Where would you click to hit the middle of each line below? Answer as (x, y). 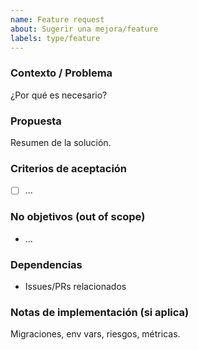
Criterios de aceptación (69, 168)
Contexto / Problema (61, 73)
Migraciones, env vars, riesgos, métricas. (95, 334)
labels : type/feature (55, 38)
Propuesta (36, 121)
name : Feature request (57, 19)
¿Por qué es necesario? (59, 95)
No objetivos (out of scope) (78, 217)
